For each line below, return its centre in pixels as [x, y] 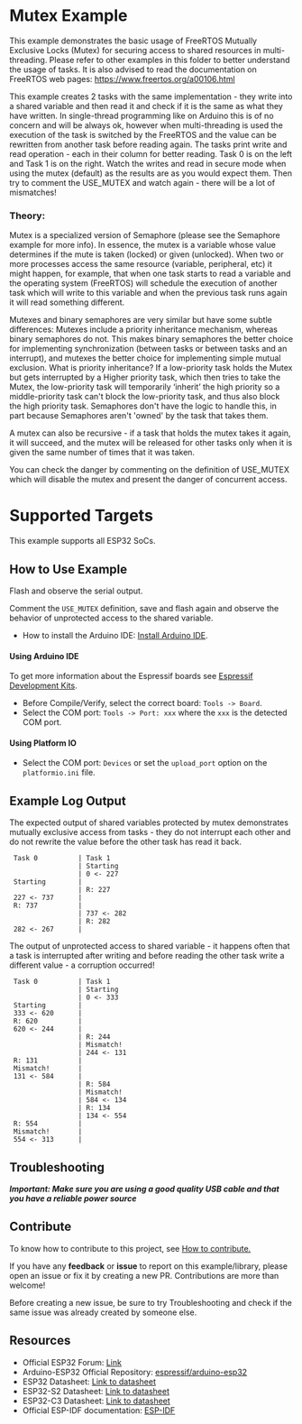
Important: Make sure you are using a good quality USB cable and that [144, 1189]
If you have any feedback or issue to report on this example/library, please [149, 1266]
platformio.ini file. [59, 773]
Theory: [27, 216]
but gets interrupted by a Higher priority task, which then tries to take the [145, 377]
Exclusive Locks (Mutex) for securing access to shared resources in [135, 50]
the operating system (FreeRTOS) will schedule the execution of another [143, 283]
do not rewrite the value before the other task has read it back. [125, 842]
